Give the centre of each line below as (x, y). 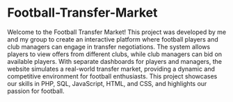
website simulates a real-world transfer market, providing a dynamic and (111, 69)
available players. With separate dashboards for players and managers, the (115, 61)
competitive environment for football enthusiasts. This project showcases (112, 76)
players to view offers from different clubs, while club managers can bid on (115, 54)
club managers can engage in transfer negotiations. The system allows (109, 46)
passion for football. (36, 91)
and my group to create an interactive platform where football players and (113, 39)
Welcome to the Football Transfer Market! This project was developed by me (117, 32)
